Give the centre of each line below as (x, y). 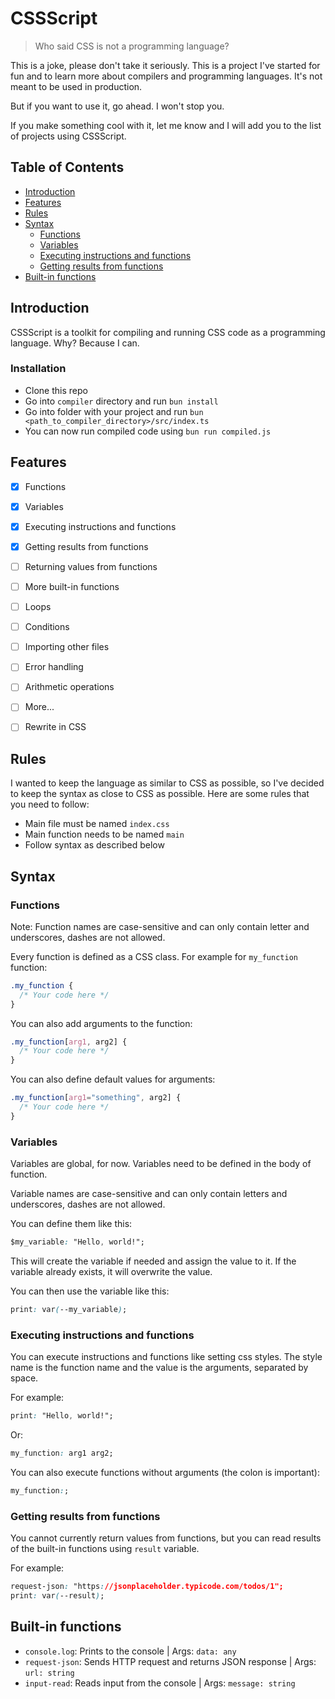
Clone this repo (56, 390)
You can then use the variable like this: (90, 1291)
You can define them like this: (71, 1224)
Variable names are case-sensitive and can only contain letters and (149, 1194)
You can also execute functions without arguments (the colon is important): (165, 1472)
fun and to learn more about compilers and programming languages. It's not (166, 76)
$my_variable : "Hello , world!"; (77, 1242)
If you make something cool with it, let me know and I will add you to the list (166, 125)
